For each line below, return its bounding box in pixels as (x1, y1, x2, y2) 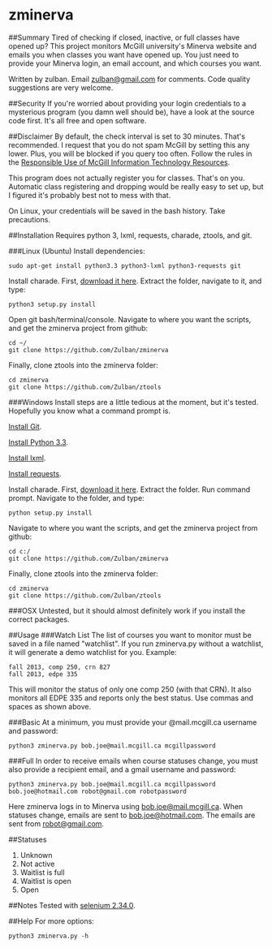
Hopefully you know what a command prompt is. (8, 406, 171, 416)
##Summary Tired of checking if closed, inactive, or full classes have (8, 32, 240, 42)
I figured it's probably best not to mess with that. (8, 190, 171, 200)
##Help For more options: (8, 916, 95, 926)
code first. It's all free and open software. (8, 115, 147, 125)
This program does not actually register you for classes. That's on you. (8, 173, 245, 183)
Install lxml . (8, 453, 46, 463)
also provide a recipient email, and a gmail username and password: (8, 765, 236, 774)
